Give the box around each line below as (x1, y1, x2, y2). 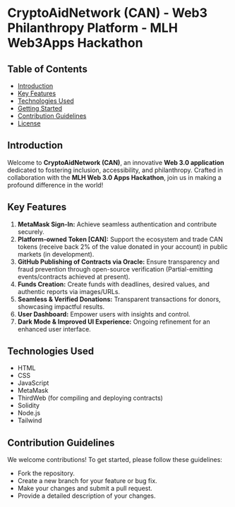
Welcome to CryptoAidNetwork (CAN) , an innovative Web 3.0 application (7, 158, 224, 166)
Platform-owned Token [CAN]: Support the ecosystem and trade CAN (17, 235, 224, 243)
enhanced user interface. (17, 324, 92, 333)
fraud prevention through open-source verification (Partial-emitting (17, 264, 213, 273)
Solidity (17, 401, 40, 410)
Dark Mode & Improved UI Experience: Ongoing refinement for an (17, 317, 210, 326)
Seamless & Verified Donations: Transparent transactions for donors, (17, 295, 221, 303)
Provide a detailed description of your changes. (17, 491, 156, 500)
